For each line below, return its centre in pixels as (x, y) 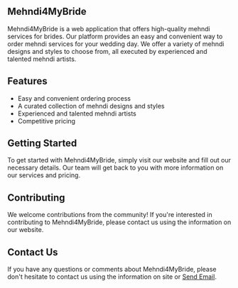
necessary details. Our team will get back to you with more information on (115, 168)
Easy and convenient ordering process (74, 98)
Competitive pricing (47, 121)
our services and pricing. (44, 175)
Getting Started (42, 144)
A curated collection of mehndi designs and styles (91, 106)
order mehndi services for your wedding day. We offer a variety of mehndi (116, 44)
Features (27, 81)
